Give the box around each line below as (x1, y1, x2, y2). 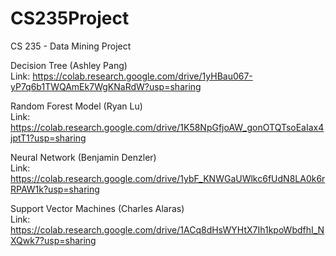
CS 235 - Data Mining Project (10, 40, 132, 52)
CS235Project (10, 7, 130, 30)
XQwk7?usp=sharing (10, 234, 97, 246)
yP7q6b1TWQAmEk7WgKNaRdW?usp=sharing (10, 80, 202, 92)
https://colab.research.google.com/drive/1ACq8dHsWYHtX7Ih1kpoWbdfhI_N (10, 223, 325, 236)
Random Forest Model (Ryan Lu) (10, 100, 143, 112)
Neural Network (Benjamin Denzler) (10, 151, 157, 163)
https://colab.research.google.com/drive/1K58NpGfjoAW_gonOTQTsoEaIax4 (10, 121, 325, 133)
